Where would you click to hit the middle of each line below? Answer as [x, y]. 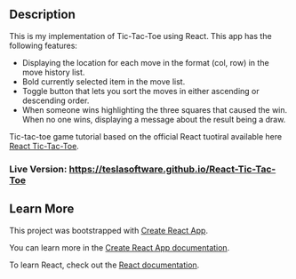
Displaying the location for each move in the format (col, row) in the [145, 62]
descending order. [56, 100]
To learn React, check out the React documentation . [104, 265]
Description [42, 15]
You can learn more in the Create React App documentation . [120, 247]
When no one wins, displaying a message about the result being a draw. [154, 119]
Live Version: [38, 169]
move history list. [53, 72]
